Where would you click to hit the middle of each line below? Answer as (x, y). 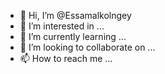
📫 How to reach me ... (66, 58)
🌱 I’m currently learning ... (73, 36)
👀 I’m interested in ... (62, 26)
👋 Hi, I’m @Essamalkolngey (75, 15)
